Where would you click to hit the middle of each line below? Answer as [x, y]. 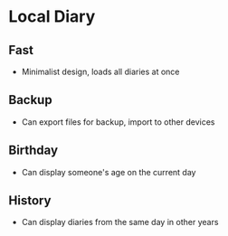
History [30, 201]
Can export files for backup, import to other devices [118, 122]
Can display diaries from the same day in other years [120, 222]
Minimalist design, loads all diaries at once [100, 71]
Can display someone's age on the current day [109, 172]
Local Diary [52, 17]
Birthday [33, 151]
